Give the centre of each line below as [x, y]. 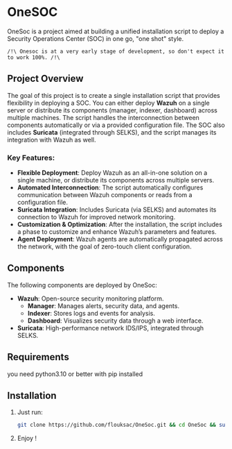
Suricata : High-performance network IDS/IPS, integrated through [110, 328]
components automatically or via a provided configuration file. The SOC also [116, 125]
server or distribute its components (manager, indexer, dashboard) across [113, 110]
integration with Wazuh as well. [52, 139]
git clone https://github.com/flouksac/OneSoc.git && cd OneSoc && [117, 425]
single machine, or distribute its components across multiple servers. [116, 180]
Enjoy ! [27, 439]
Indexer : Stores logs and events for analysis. [91, 313]
